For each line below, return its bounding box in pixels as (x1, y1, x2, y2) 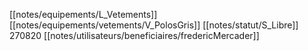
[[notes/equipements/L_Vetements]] (9, 9, 158, 20)
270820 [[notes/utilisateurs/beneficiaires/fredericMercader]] (9, 30, 260, 41)
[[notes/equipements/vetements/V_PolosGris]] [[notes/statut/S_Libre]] (9, 19, 299, 31)
